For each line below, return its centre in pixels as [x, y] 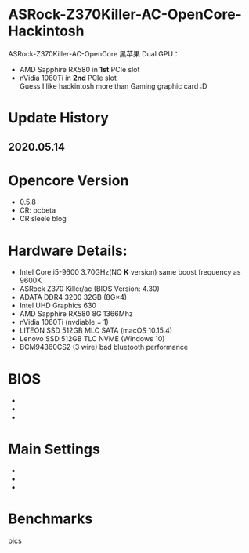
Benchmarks [51, 519]
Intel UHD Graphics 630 [58, 306]
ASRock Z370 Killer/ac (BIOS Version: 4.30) [90, 289]
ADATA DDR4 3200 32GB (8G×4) [73, 297]
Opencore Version [69, 180]
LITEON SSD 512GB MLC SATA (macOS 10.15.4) [96, 330]
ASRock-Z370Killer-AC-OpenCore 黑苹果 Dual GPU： [94, 53]
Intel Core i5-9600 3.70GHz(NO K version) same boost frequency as [130, 272]
